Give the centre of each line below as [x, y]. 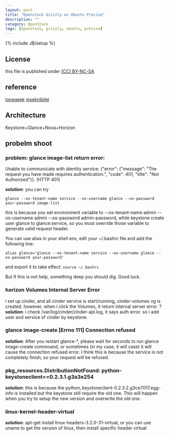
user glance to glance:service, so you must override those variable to [77, 223]
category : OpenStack [27, 24]
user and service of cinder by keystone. [47, 317]
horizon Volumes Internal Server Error [53, 290]
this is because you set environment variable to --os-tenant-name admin [81, 213]
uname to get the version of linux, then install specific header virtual [76, 428]
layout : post [19, 10]
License [18, 59]
